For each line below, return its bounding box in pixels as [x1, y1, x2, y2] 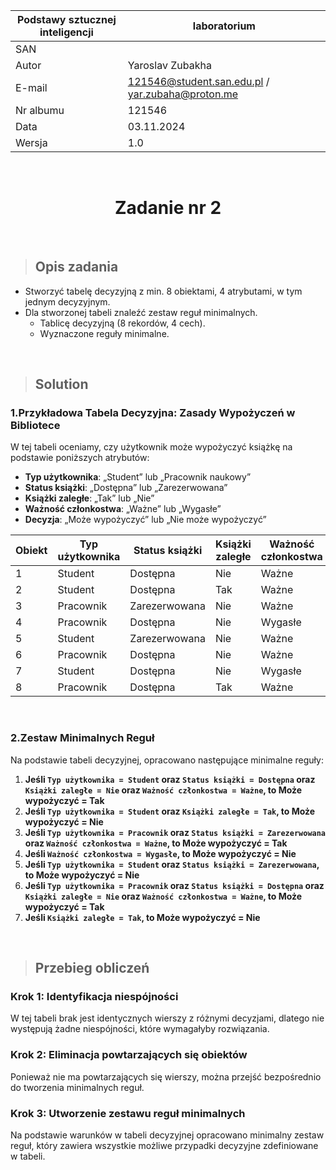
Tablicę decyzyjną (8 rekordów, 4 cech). [39, 317, 206, 329]
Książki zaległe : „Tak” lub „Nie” [24, 492, 155, 504]
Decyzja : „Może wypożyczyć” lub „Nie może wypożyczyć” [24, 514, 267, 526]
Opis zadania [34, 259, 119, 276]
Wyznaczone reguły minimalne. [39, 327, 170, 339]
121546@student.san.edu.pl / [127, 75, 270, 88]
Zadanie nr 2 [114, 197, 222, 219]
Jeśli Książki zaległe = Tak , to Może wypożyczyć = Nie [24, 911, 261, 923]
